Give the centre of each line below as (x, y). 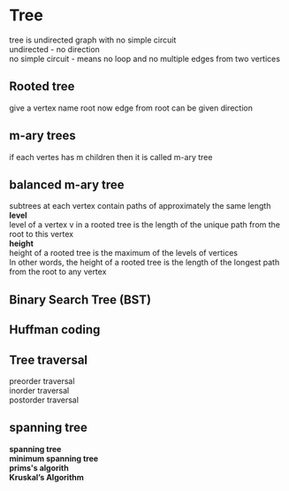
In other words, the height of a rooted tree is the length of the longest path (144, 263)
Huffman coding (55, 330)
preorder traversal (42, 380)
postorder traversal (44, 400)
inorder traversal (39, 390)
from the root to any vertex (58, 272)
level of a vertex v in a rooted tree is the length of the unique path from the (145, 225)
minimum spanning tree (54, 458)
